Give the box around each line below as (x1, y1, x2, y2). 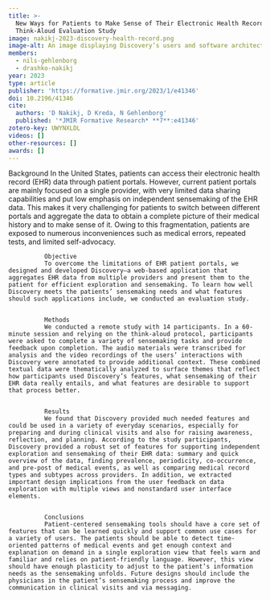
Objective (43, 253, 78, 261)
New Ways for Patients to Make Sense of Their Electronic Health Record (15, 19, 264, 27)
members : (8, 49, 38, 57)
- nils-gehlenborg (15, 57, 78, 65)
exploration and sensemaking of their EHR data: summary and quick (8, 450, 239, 458)
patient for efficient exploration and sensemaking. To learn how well (8, 281, 253, 289)
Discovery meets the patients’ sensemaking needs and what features (8, 288, 243, 296)
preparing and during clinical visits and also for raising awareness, (8, 428, 253, 437)
